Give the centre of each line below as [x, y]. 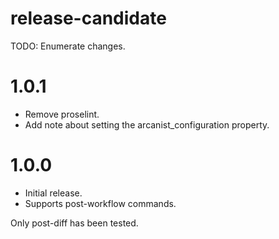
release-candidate [88, 18]
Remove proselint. [62, 114]
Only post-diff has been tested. [74, 223]
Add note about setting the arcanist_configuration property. [147, 124]
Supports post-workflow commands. [100, 203]
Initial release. [53, 193]
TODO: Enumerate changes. [68, 46]
